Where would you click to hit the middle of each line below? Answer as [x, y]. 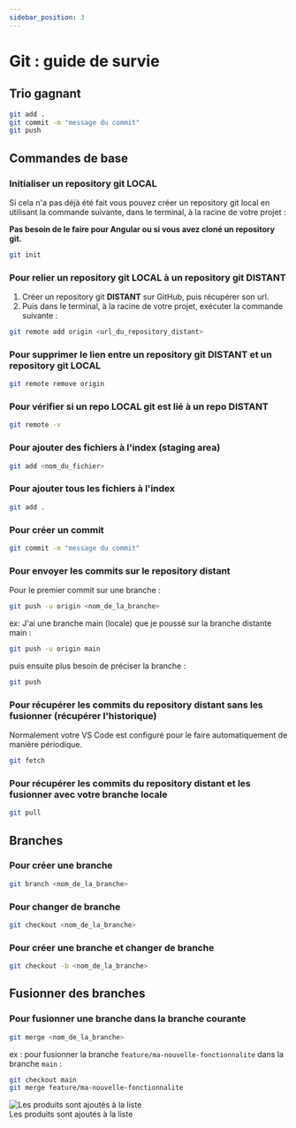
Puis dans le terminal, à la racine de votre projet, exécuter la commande [152, 306]
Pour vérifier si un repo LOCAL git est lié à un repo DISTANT [139, 406]
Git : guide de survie [85, 61]
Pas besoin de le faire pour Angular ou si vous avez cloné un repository [142, 229]
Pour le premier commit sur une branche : [85, 591]
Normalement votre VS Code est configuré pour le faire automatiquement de [148, 735]
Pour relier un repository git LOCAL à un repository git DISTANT [148, 277]
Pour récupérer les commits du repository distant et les [130, 783]
